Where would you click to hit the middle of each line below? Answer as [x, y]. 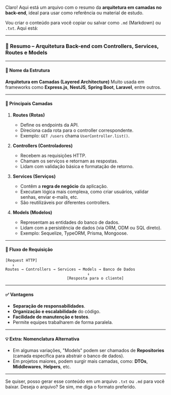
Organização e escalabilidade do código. [56, 312]
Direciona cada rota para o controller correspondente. [77, 130]
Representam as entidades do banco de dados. [70, 222]
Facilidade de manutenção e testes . [51, 317]
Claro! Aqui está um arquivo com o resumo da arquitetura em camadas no [83, 7]
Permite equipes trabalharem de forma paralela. [63, 322]
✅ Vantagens [20, 294]
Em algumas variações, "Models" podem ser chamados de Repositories [88, 351]
